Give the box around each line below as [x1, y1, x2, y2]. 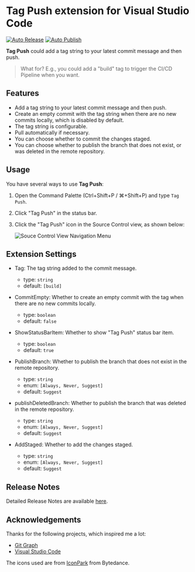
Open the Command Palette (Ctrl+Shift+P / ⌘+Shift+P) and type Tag [14, 192, 180, 199]
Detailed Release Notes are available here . [6, 498, 108, 505]
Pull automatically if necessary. [14, 129, 90, 136]
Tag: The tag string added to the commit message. [14, 265, 137, 272]
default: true [23, 347, 54, 354]
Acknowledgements [6, 514, 81, 524]
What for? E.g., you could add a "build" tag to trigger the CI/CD [20, 65, 173, 72]
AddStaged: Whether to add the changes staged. [14, 441, 134, 448]
